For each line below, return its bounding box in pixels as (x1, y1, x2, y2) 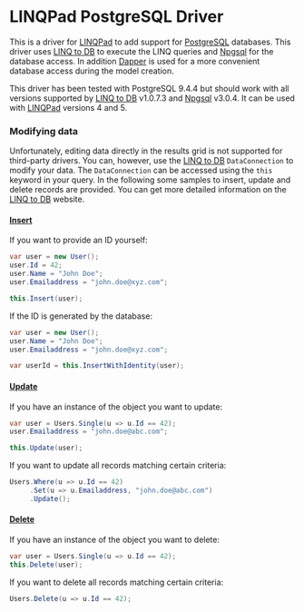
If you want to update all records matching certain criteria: (9, 460, 227, 471)
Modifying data (9, 124, 79, 137)
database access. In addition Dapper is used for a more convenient (9, 55, 260, 66)
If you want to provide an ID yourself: (9, 234, 148, 246)
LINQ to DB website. (9, 193, 85, 205)
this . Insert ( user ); (9, 293, 83, 303)
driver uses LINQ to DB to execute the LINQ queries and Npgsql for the (9, 45, 274, 56)
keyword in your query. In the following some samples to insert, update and (9, 174, 291, 185)
